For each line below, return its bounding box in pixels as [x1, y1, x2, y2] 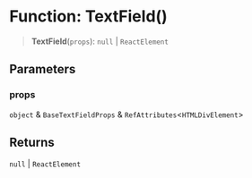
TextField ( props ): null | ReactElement [30, 36, 169, 47]
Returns [9, 135, 56, 150]
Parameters [9, 62, 76, 77]
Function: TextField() [9, 6, 168, 27]
